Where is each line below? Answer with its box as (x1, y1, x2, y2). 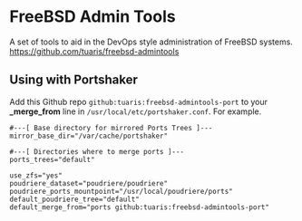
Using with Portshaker (9, 72, 139, 88)
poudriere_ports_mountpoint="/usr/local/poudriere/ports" (9, 187, 233, 196)
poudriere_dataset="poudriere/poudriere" (9, 178, 169, 187)
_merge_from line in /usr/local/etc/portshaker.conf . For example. (9, 106, 262, 117)
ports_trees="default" (9, 155, 95, 164)
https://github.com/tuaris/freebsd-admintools (9, 45, 180, 56)
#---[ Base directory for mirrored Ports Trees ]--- (9, 123, 213, 132)
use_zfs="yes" (9, 170, 63, 180)
